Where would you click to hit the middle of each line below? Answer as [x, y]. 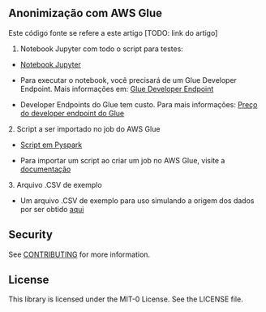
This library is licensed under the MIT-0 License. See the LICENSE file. [126, 299]
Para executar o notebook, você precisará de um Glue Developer [129, 80]
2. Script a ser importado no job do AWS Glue [84, 128]
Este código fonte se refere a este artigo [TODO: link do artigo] [113, 32]
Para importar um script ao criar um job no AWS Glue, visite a [122, 160]
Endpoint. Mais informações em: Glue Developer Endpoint [117, 89]
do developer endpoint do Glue [72, 113]
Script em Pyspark [51, 145]
